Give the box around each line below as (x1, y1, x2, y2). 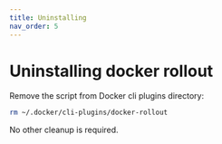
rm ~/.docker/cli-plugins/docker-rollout (9, 108, 169, 118)
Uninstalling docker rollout (9, 61, 214, 82)
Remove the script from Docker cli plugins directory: (9, 91, 205, 101)
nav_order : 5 (9, 22, 59, 31)
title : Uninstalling (9, 13, 88, 23)
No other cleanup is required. (9, 124, 120, 136)
